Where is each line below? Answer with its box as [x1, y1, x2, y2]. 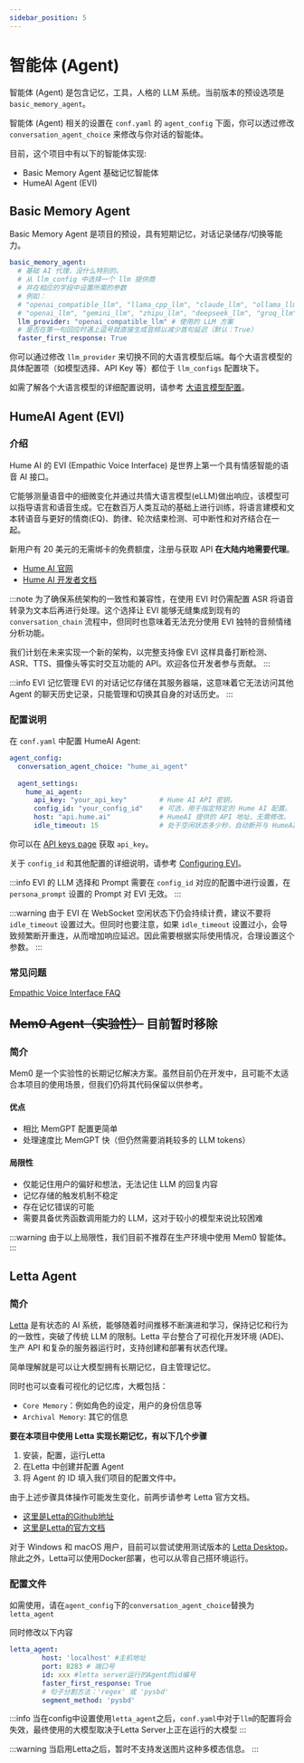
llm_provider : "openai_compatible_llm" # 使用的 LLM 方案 [17, 317, 233, 326]
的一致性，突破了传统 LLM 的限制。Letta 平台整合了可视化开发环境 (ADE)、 [9, 1331, 290, 1342]
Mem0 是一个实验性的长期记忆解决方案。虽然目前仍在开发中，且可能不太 [9, 1068, 281, 1078]
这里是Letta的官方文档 [22, 1522, 106, 1533]
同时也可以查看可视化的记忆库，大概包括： [9, 1381, 168, 1392]
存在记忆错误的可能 [22, 1202, 95, 1212]
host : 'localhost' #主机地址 [42, 1653, 147, 1662]
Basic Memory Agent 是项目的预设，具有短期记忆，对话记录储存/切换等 [9, 228, 275, 240]
